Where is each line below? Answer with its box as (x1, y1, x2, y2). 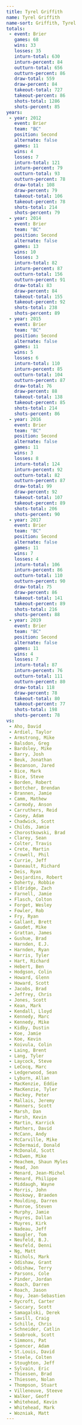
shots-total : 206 (14, 506, 58, 512)
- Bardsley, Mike (8, 746, 52, 752)
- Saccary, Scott (8, 1304, 52, 1310)
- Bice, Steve (8, 773, 44, 779)
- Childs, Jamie (8, 824, 50, 830)
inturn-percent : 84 (14, 59, 63, 65)
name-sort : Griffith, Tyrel (6, 20, 77, 26)
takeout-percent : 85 (14, 400, 66, 406)
